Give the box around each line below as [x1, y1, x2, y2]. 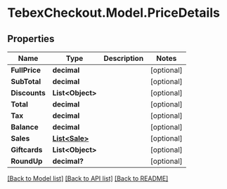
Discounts [11, 88, 46, 97]
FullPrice [11, 65, 41, 75]
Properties [7, 33, 55, 45]
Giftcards [11, 145, 43, 155]
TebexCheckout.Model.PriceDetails [7, 5, 220, 21]
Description [103, 54, 144, 63]
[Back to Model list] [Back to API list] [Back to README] [7, 174, 169, 183]
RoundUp [11, 156, 43, 166]
